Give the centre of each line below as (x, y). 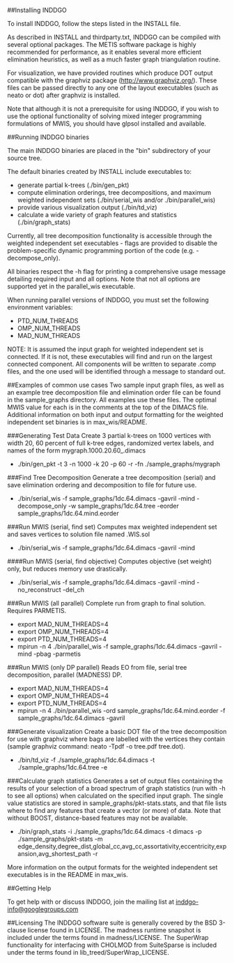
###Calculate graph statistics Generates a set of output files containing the (115, 781)
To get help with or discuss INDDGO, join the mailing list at (91, 902)
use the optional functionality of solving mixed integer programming (104, 116)
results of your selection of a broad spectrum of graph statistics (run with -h (116, 788)
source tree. (25, 158)
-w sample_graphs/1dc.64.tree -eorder (124, 506)
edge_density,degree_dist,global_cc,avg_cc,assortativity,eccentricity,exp (122, 846)
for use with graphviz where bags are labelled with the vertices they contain (116, 739)
